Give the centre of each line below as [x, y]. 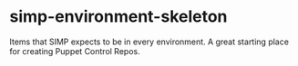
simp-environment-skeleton [118, 17]
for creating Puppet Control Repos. [75, 51]
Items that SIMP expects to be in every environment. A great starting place [149, 42]
